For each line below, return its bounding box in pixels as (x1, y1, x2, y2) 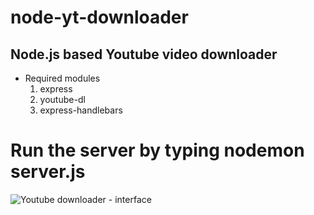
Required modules (24, 72, 101, 84)
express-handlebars (39, 104, 123, 116)
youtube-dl (39, 94, 86, 105)
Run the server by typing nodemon (10, 139, 305, 162)
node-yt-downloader (10, 6, 189, 29)
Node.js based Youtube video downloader (10, 46, 278, 63)
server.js (10, 161, 86, 183)
